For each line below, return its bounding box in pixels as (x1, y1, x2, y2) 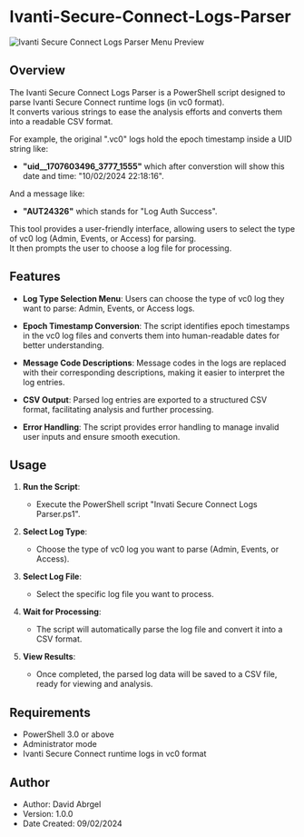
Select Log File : (22, 571, 82, 583)
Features (9, 269, 61, 284)
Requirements (9, 704, 91, 720)
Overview (9, 63, 66, 78)
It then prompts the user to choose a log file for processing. (9, 243, 232, 254)
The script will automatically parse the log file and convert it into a (35, 624, 283, 635)
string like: (9, 143, 48, 154)
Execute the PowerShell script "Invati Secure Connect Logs (35, 499, 258, 510)
